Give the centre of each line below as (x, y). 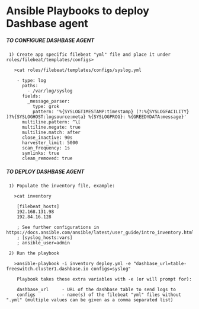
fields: (31, 96)
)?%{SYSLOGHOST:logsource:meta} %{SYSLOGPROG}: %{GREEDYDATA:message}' (96, 117)
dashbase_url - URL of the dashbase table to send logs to (97, 290)
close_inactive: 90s (47, 138)
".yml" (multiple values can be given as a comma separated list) (90, 300)
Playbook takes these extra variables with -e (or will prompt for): (105, 279)
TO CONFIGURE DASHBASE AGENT (50, 40)
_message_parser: (49, 101)
